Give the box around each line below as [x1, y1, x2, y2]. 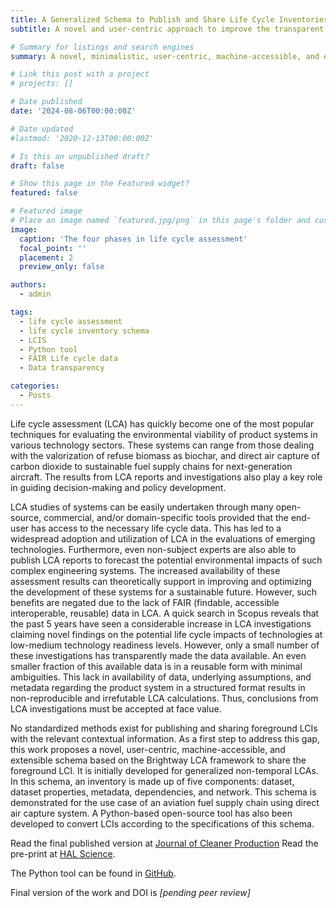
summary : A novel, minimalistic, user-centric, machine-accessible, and [10, 51, 320, 61]
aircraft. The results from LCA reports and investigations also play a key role [10, 471, 323, 483]
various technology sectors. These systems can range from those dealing [10, 439, 315, 451]
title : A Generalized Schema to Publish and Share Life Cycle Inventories [10, 14, 329, 25]
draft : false [10, 161, 65, 171]
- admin [19, 289, 52, 300]
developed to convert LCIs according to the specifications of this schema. [10, 817, 315, 830]
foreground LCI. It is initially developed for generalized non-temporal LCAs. [10, 764, 319, 776]
